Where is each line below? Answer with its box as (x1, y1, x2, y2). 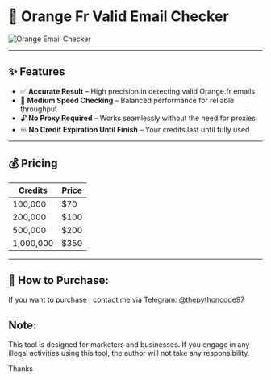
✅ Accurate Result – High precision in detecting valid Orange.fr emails (19, 86, 256, 96)
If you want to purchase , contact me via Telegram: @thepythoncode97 (8, 294, 245, 305)
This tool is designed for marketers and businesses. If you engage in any (8, 340, 250, 349)
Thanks (8, 364, 34, 374)
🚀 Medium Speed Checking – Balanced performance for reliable (19, 95, 235, 105)
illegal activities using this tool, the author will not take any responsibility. (8, 349, 250, 358)
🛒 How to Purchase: (8, 274, 109, 287)
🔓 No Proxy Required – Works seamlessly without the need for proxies (19, 113, 256, 123)
